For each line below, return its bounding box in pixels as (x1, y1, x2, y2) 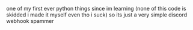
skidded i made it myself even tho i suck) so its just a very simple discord (6, 11, 188, 18)
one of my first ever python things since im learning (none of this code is (6, 5, 186, 12)
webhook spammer (6, 18, 54, 24)
